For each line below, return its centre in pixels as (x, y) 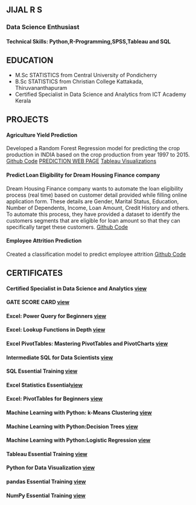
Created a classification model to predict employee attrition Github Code (96, 254)
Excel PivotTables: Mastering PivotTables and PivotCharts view (87, 344)
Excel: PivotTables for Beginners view (55, 399)
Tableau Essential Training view (47, 454)
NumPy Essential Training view (46, 495)
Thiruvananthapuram (41, 87)
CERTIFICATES (35, 273)
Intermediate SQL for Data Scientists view (60, 357)
